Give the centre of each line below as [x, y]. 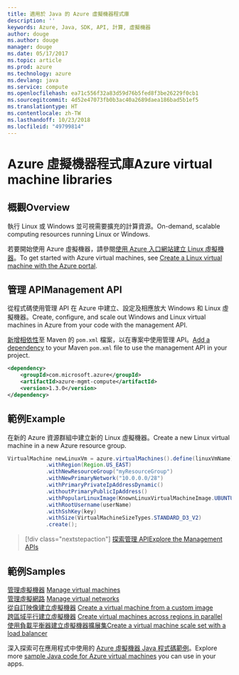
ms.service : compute [38, 87]
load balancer [27, 633]
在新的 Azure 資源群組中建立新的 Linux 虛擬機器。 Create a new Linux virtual [118, 437]
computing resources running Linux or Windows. [79, 234]
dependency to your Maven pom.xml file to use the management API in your [117, 348]
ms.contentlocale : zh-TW [44, 113]
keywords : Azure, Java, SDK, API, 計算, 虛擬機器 [79, 27]
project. [19, 355]
